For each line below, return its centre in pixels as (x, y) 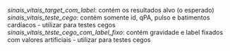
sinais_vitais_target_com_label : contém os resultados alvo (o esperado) (111, 10)
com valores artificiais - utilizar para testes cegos (79, 40)
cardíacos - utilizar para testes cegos (61, 25)
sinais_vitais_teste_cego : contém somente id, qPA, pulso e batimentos (109, 17)
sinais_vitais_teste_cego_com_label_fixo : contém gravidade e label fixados (115, 32)
